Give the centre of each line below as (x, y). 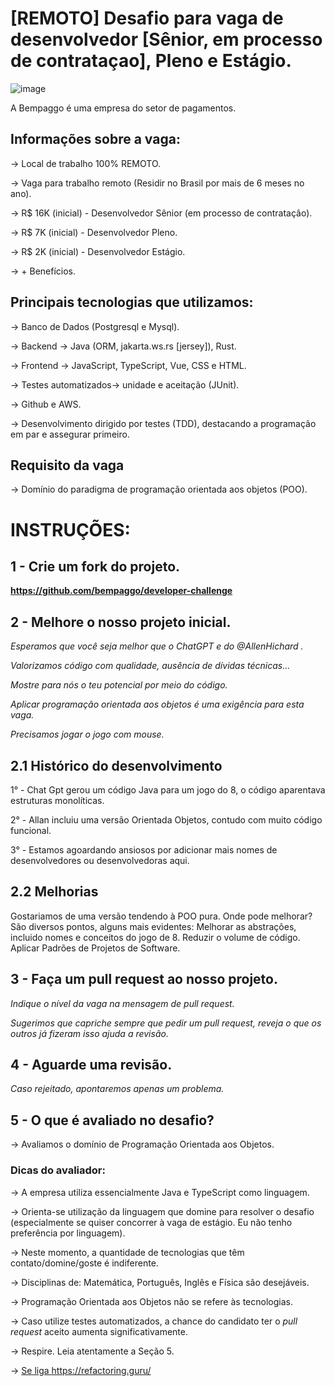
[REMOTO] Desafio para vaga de (147, 18)
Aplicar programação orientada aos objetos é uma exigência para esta (157, 704)
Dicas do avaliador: (58, 1170)
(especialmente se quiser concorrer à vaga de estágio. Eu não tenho (151, 1222)
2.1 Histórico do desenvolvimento (116, 765)
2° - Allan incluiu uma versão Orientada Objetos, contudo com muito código (166, 820)
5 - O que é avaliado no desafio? (112, 1120)
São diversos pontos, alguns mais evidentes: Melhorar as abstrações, (153, 926)
